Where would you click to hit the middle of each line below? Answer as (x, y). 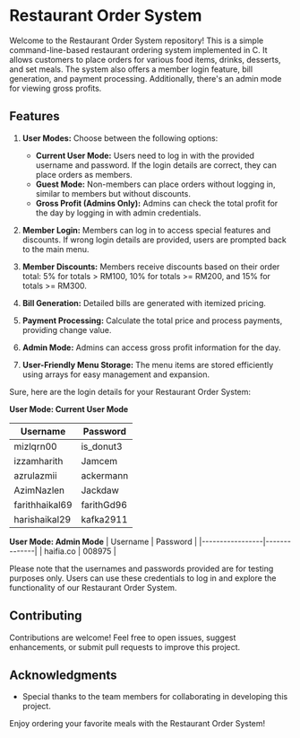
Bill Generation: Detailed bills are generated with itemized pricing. (144, 303)
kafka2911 (104, 519)
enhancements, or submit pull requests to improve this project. (125, 646)
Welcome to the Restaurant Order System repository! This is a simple (137, 40)
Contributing (46, 616)
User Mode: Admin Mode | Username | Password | (103, 541)
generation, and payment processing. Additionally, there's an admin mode (146, 78)
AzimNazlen (39, 490)
